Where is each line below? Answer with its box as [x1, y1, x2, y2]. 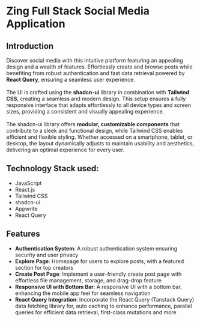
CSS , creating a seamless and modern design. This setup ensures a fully [6, 95, 186, 102]
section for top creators [14, 264, 74, 271]
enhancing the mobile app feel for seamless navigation [14, 290, 151, 297]
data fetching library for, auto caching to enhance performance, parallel [14, 302, 192, 309]
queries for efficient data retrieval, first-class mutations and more [14, 308, 177, 316]
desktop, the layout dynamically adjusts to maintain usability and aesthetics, [6, 140, 195, 147]
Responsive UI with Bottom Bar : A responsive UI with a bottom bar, [14, 283, 182, 290]
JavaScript [14, 179, 42, 187]
